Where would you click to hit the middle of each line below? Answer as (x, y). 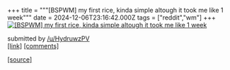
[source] (20, 59)
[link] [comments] (33, 46)
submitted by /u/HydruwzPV (48, 38)
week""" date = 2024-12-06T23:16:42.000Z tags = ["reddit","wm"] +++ (111, 17)
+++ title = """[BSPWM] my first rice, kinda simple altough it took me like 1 (116, 10)
